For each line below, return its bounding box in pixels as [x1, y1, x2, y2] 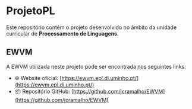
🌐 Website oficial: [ [14, 74, 62, 81]
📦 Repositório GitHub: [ [14, 88, 74, 95]
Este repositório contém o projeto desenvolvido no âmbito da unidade [6, 24, 177, 31]
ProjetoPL [6, 4, 55, 18]
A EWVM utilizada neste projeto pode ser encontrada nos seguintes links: [6, 63, 186, 70]
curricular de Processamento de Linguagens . [6, 30, 119, 37]
